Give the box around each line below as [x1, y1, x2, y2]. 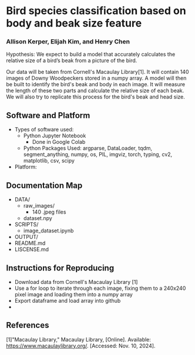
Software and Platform [6, 110, 90, 120]
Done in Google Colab [32, 138, 86, 146]
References [6, 320, 49, 330]
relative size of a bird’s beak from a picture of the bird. [6, 57, 137, 64]
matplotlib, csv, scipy [23, 157, 75, 164]
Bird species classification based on [6, 4, 186, 18]
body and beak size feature [6, 16, 142, 30]
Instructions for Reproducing [6, 263, 115, 273]
